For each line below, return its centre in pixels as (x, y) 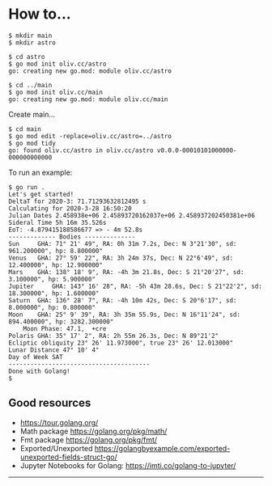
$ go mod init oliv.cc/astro (57, 64)
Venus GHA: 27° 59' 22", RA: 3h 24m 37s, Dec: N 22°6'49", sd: (121, 258)
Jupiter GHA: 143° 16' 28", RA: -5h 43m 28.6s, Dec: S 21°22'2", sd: (136, 286)
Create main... (32, 114)
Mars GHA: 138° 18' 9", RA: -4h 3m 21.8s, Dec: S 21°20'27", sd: (126, 272)
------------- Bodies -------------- (72, 237)
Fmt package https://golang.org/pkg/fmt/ (89, 440)
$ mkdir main (30, 36)
